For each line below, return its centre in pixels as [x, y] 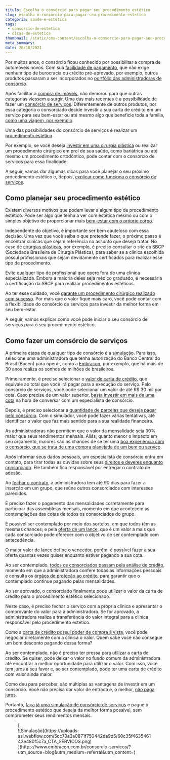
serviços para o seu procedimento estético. [51, 325]
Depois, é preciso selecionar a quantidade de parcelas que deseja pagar [81, 410]
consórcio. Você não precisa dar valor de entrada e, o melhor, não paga [80, 690]
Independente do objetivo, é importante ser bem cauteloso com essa [77, 231]
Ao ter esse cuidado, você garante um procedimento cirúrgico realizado [80, 293]
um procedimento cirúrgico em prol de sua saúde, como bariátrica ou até [81, 150]
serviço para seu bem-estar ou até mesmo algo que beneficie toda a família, [85, 115]
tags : [11, 24]
